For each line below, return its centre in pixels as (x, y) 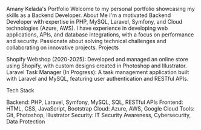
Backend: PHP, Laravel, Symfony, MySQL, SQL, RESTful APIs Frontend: (95, 102)
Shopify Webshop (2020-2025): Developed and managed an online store (97, 59)
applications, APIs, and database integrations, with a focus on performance (100, 35)
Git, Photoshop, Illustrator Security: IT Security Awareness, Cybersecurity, (99, 115)
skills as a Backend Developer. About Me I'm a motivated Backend (89, 15)
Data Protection (26, 121)
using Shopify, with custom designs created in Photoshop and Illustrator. (97, 66)
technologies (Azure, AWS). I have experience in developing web (87, 28)
